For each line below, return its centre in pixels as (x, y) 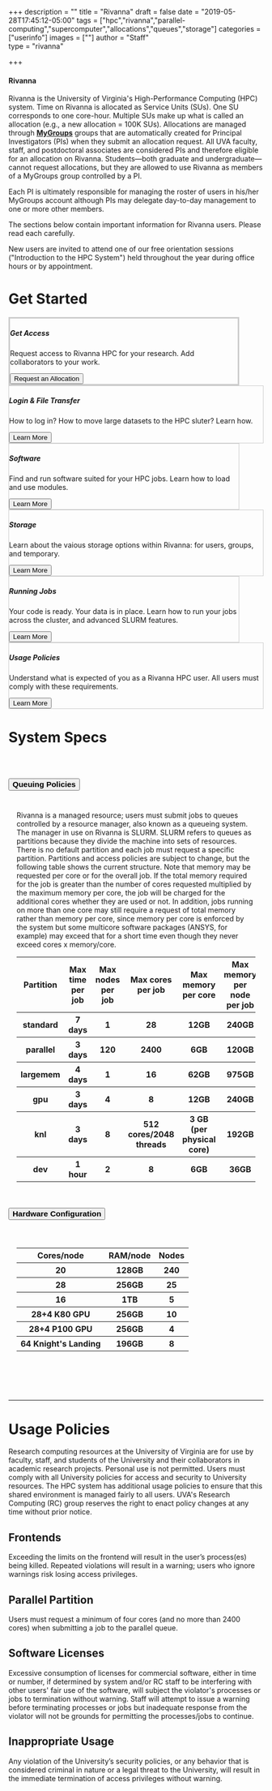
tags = (87, 20)
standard (40, 1024)
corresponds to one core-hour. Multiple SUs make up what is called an (126, 116)
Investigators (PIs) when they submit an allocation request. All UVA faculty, (133, 142)
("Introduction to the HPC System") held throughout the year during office (132, 258)
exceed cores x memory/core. (66, 944)
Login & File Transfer (45, 400)
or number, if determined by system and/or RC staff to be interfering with (130, 1681)
